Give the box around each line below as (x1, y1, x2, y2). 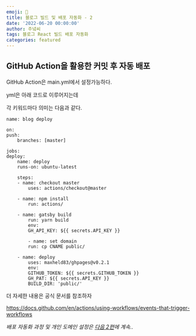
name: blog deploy (6, 116, 53, 122)
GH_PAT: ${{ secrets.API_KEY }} (28, 275, 110, 281)
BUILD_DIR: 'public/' (28, 280, 83, 287)
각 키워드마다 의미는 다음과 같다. (6, 104, 83, 111)
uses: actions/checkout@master (28, 185, 107, 191)
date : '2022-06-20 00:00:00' (6, 20, 80, 26)
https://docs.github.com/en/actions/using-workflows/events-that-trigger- (6, 304, 190, 311)
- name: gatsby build (17, 212, 71, 218)
